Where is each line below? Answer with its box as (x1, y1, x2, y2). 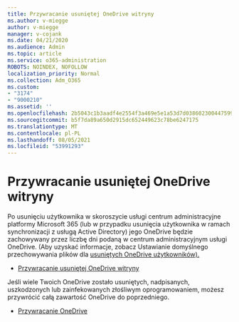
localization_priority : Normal (7, 70, 100, 77)
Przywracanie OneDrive (17, 307, 87, 316)
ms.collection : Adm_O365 (7, 76, 81, 84)
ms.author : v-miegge (7, 17, 69, 24)
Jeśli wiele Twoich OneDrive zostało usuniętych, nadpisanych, (7, 278, 190, 286)
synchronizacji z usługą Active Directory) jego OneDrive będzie (7, 227, 193, 236)
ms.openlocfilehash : (7, 110, 69, 117)
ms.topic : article (7, 51, 62, 58)
